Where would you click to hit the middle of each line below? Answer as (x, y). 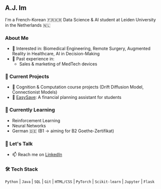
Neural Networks (29, 126)
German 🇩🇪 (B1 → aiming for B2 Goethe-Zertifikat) (63, 131)
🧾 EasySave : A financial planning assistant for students (67, 97)
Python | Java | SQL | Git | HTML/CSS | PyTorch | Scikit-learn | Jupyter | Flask (80, 182)
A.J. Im (16, 8)
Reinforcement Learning (36, 120)
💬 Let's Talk (19, 143)
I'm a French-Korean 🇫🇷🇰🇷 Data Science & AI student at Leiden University (80, 19)
